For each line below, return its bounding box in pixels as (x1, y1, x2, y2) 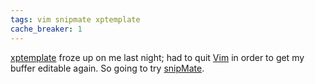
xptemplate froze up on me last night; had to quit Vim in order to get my (10, 51, 305, 63)
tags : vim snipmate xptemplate (10, 14, 141, 25)
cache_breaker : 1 (10, 24, 83, 34)
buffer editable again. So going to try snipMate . (10, 62, 205, 74)
